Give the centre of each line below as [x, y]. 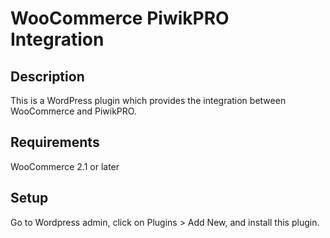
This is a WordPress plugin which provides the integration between [148, 100]
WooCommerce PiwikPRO [120, 18]
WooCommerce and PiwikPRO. [73, 111]
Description [47, 76]
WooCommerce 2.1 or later [65, 166]
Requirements [55, 142]
